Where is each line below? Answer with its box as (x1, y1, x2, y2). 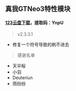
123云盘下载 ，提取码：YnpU (5, 19, 64, 25)
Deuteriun (12, 74, 33, 80)
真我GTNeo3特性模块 (5, 4, 71, 13)
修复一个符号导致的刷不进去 (12, 41, 70, 47)
